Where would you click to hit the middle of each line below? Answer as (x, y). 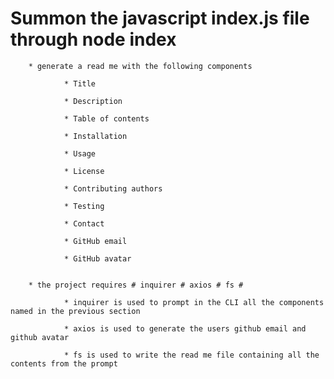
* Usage (80, 153)
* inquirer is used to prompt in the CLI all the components (194, 302)
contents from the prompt (64, 363)
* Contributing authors (113, 188)
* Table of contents (106, 118)
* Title (80, 83)
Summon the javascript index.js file (160, 18)
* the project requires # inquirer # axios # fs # (136, 285)
